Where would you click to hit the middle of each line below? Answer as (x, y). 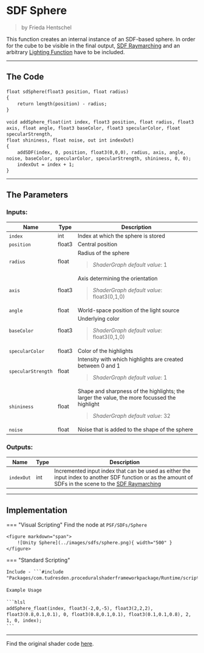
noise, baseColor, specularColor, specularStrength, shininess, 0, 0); (99, 159)
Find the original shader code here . (50, 644)
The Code (25, 77)
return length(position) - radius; (62, 104)
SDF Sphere (37, 11)
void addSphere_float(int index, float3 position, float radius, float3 (100, 122)
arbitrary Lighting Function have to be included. (66, 52)
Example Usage (24, 590)
